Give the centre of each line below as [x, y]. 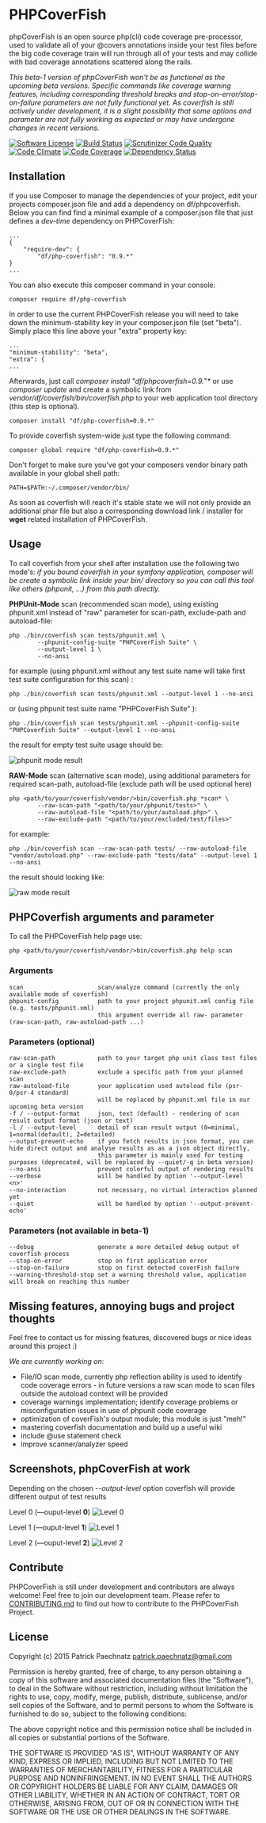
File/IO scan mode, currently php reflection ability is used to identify [131, 1377]
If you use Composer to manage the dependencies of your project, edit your [133, 195]
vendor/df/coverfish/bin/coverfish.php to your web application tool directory [133, 397]
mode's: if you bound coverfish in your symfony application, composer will [131, 572]
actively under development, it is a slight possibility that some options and [130, 111]
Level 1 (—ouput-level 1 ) [48, 1527]
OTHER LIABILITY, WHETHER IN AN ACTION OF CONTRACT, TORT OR [124, 1794]
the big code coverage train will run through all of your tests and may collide [133, 53]
